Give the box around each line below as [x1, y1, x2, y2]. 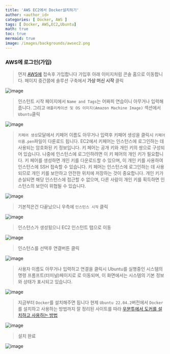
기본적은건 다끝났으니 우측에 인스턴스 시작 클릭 [17, 204, 108, 210]
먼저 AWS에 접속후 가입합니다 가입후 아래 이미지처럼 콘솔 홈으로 [17, 71, 145, 77]
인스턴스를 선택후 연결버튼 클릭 [17, 245, 80, 251]
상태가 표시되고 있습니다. [23, 279, 73, 285]
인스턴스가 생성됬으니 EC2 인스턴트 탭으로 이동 [17, 224, 111, 230]
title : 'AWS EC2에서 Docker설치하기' [5, 7, 79, 13]
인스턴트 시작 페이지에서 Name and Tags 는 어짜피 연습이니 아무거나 [17, 98, 150, 105]
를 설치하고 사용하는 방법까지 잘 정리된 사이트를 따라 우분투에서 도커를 [17, 306, 157, 312]
